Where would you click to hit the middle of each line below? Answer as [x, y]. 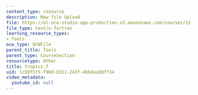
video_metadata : [26, 77]
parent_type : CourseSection [41, 55]
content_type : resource [35, 12]
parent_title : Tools [32, 50]
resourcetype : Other [32, 61]
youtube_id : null [33, 83]
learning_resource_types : [38, 34]
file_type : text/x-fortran [39, 28]
